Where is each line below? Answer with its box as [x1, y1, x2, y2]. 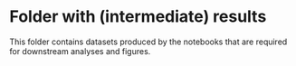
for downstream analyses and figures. [9, 45, 151, 56]
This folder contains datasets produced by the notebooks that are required [9, 36, 288, 47]
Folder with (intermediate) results [9, 6, 267, 27]
